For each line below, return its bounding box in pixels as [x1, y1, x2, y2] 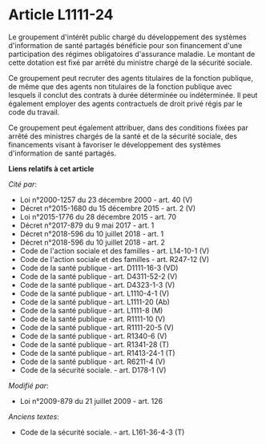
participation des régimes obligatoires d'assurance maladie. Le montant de [8, 49, 256, 59]
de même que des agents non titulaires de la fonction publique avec [8, 82, 232, 91]
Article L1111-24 [8, 6, 114, 24]
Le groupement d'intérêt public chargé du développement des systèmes [8, 32, 247, 42]
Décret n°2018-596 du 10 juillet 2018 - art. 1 [19, 228, 164, 238]
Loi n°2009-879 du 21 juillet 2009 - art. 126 [19, 396, 163, 406]
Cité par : [8, 179, 38, 189]
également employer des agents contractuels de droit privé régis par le [8, 99, 243, 108]
